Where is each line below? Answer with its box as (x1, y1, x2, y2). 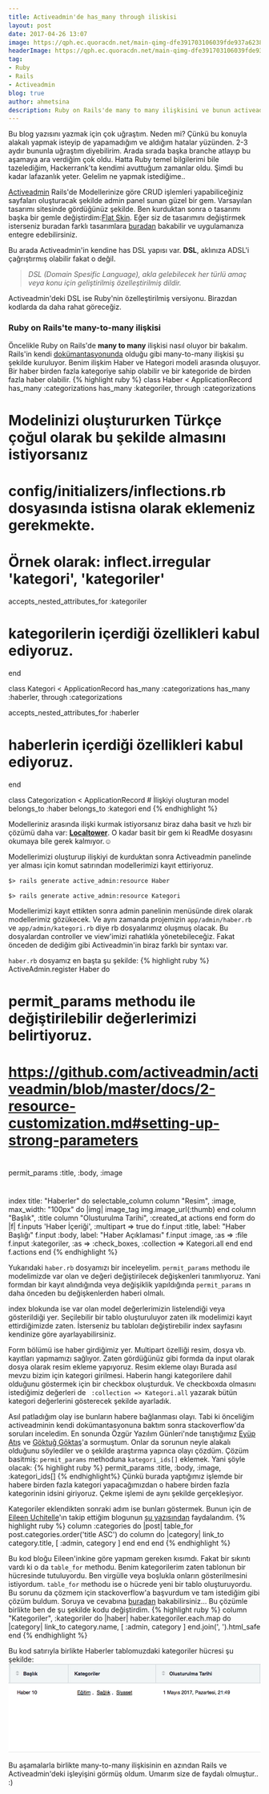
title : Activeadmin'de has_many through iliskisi (8, 13, 178, 21)
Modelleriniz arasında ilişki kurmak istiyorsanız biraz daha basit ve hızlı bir (8, 819, 252, 828)
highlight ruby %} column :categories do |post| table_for (8, 1521, 194, 1531)
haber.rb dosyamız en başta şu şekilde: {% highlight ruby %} (8, 955, 210, 965)
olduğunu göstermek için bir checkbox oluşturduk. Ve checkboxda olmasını (8, 1379, 256, 1389)
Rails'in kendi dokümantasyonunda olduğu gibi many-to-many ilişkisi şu (8, 349, 244, 359)
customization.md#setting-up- (8, 1114, 220, 1133)
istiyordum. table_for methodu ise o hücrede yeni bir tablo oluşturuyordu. (8, 1580, 252, 1589)
